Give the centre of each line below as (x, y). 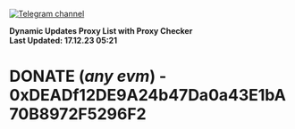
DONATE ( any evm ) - (88, 77)
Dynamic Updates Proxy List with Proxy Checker (101, 31)
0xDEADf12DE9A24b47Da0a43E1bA (147, 96)
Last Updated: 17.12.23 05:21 (63, 40)
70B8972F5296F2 (78, 114)
